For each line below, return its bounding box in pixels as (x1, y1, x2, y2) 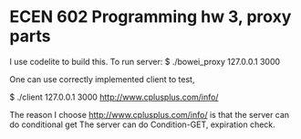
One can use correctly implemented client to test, (9, 73, 195, 84)
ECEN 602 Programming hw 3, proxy (9, 6, 292, 27)
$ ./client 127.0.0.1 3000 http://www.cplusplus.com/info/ (9, 91, 219, 102)
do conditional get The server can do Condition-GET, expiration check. (9, 119, 275, 130)
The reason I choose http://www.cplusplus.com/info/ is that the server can (9, 109, 290, 120)
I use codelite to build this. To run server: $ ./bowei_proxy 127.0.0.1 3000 (9, 56, 281, 67)
